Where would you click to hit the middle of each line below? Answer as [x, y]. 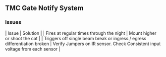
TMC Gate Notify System [44, 8]
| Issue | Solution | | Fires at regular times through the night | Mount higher [81, 33]
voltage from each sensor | [33, 49]
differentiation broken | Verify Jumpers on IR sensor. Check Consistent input [83, 44]
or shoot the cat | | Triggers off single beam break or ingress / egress [76, 38]
